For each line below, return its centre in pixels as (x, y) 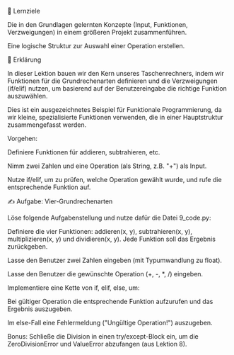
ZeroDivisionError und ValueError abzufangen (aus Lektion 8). (97, 344)
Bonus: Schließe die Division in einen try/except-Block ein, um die (103, 336)
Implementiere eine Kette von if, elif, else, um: (74, 288)
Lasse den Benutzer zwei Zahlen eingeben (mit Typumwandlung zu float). (115, 260)
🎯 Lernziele (24, 11)
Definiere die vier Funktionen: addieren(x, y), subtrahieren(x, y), (100, 231)
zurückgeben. (28, 247)
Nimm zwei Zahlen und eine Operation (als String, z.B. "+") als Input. (107, 166)
